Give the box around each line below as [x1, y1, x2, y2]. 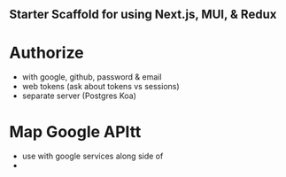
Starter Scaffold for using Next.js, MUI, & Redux [9, 7, 277, 22]
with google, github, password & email [21, 72, 162, 82]
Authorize [9, 42, 84, 63]
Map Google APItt [9, 121, 142, 142]
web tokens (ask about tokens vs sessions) [21, 81, 180, 92]
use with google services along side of [21, 150, 164, 162]
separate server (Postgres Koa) [21, 90, 137, 101]
